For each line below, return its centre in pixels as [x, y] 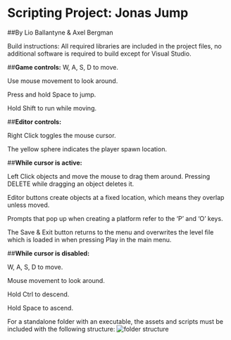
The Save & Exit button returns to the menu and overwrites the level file [111, 232]
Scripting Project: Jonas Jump [98, 13]
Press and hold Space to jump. [52, 94]
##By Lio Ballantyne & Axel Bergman [61, 32]
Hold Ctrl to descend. [38, 294]
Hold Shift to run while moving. [52, 108]
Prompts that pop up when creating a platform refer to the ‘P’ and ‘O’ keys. [115, 218]
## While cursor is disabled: [49, 253]
